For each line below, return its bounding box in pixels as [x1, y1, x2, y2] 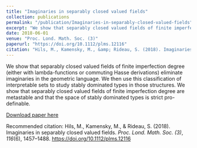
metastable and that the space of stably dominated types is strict [6, 94, 163, 101]
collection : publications [6, 14, 69, 20]
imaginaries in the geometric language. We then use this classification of [6, 75, 182, 82]
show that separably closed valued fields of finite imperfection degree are [6, 87, 185, 94]
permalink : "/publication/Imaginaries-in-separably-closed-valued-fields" [6, 19, 193, 25]
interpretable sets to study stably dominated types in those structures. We [6, 81, 185, 88]
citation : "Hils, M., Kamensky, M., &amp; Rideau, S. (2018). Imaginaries [6, 47, 193, 53]
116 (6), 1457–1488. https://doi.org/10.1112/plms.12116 [6, 135, 131, 142]
